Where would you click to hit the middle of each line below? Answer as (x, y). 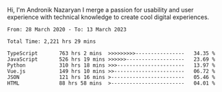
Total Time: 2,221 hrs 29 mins (52, 42)
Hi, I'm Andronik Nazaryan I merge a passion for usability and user (100, 10)
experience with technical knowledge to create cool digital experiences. (108, 17)
